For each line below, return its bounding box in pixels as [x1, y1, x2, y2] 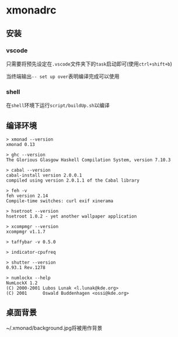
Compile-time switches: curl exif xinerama [6, 198, 114, 204]
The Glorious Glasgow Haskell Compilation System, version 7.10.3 [6, 156, 171, 163]
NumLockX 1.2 [6, 280, 38, 286]
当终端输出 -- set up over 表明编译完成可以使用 [6, 73, 120, 80]
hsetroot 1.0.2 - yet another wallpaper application [6, 213, 137, 219]
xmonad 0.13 [6, 141, 35, 147]
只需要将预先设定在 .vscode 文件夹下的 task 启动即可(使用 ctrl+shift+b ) [6, 60, 172, 67]
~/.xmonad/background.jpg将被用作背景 [6, 324, 103, 331]
